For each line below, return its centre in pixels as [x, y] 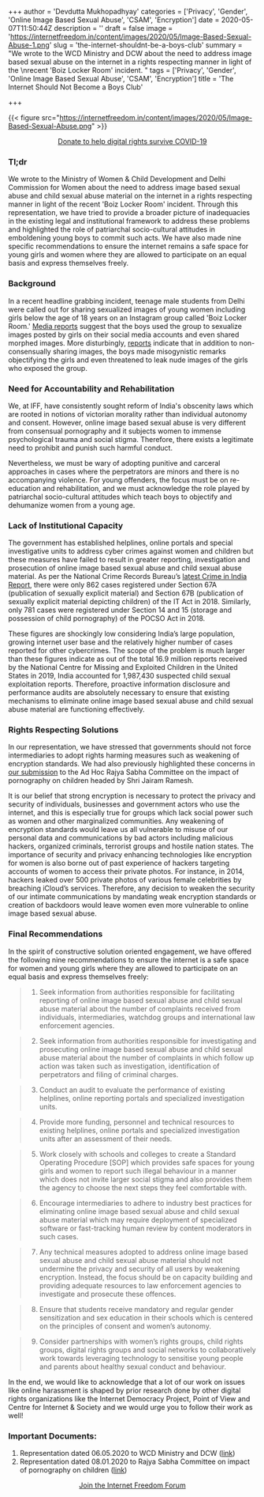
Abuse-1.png [29, 45]
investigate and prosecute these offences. [108, 1294]
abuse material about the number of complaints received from [140, 1008]
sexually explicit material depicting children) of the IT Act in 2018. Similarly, [130, 602]
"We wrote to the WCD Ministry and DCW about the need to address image [130, 53]
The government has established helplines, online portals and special [121, 543]
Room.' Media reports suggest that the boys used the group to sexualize [125, 326]
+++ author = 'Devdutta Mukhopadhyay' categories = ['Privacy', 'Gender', [128, 11]
